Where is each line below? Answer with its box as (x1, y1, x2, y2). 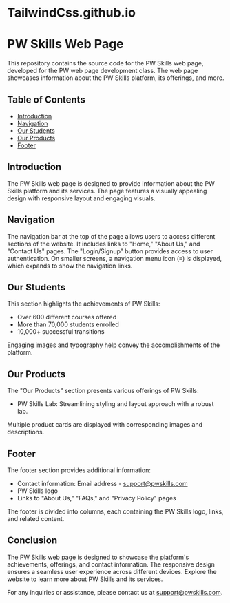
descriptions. (7, 428, 45, 436)
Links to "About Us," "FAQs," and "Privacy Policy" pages (17, 494, 177, 502)
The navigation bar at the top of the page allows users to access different (7, 232, 216, 240)
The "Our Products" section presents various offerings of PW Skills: (7, 387, 199, 395)
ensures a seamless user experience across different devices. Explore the (7, 567, 217, 575)
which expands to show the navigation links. (7, 262, 133, 270)
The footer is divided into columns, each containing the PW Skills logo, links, (7, 507, 224, 516)
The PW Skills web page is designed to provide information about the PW (7, 179, 215, 187)
